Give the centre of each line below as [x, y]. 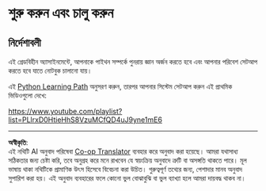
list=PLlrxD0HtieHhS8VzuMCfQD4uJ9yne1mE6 [85, 120]
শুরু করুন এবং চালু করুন [61, 13]
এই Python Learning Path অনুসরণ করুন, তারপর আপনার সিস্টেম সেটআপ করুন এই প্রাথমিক [120, 86]
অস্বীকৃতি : [18, 142]
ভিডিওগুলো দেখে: [28, 95]
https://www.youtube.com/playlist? [65, 111]
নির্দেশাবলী [25, 42]
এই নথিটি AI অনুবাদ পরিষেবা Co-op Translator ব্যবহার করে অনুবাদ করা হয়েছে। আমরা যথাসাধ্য [123, 151]
